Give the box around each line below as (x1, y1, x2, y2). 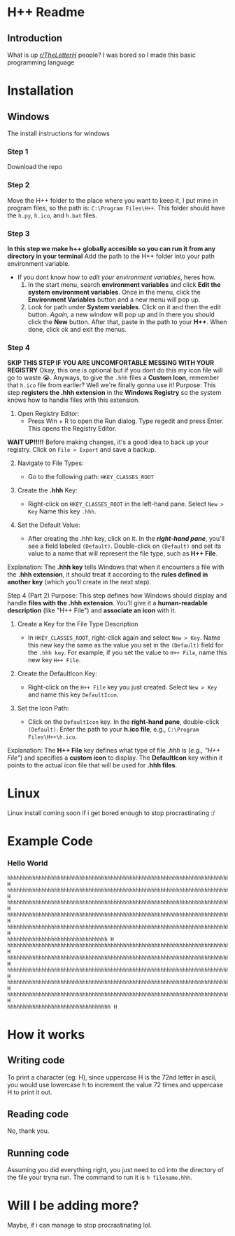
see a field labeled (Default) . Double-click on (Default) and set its (27, 542, 222, 551)
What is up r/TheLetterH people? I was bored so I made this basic (7, 51, 196, 59)
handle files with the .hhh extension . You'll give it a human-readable (7, 599, 208, 607)
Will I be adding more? (7, 1197, 139, 1214)
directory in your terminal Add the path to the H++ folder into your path (7, 252, 215, 260)
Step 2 (7, 180, 30, 190)
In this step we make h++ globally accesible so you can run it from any (7, 244, 215, 253)
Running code (7, 1147, 70, 1159)
